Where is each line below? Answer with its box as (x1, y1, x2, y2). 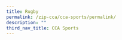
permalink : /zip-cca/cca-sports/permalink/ (6, 14, 117, 20)
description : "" (6, 19, 47, 25)
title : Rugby (6, 8, 39, 15)
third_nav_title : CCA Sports (6, 25, 79, 31)
